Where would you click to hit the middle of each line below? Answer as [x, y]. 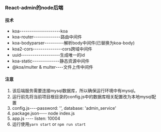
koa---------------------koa [40, 31]
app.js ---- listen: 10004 [36, 118]
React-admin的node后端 [34, 7]
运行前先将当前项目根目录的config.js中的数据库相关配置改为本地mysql [82, 97]
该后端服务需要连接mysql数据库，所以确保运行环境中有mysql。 [75, 91]
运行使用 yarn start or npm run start [49, 124]
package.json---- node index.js [43, 113]
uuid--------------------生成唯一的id [48, 55]
